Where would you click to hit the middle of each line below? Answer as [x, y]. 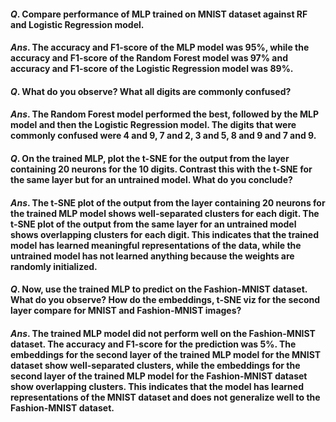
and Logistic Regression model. [77, 24]
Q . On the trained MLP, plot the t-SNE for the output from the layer [150, 158]
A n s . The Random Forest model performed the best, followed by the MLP [164, 114]
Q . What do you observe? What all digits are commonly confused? [151, 91]
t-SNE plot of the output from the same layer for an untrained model [153, 224]
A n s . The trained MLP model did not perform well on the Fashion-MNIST [163, 333]
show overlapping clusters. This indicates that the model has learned [157, 386]
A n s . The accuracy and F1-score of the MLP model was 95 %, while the [160, 47]
